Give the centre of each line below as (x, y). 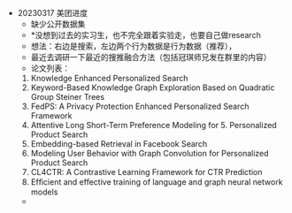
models (44, 192)
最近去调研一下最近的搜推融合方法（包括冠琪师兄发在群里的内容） (151, 57)
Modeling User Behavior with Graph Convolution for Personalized (150, 153)
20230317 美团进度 (53, 13)
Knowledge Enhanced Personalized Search (109, 78)
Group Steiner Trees (67, 97)
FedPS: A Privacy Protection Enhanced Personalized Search (140, 106)
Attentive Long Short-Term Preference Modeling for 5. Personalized (154, 125)
